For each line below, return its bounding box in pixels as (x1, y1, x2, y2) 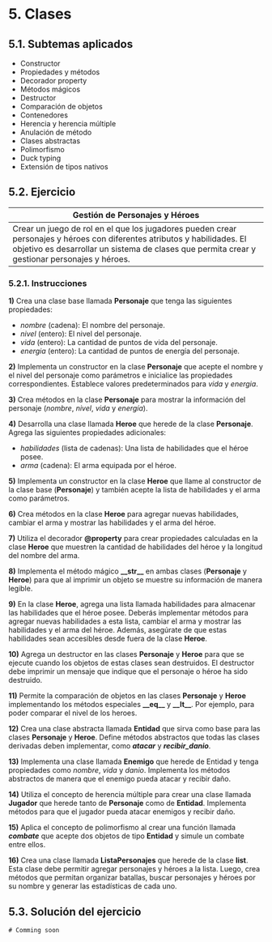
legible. (8, 584, 33, 594)
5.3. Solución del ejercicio (8, 905, 142, 919)
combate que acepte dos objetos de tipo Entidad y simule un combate (8, 831, 244, 841)
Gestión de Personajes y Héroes (72, 209, 200, 220)
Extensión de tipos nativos (19, 162, 108, 171)
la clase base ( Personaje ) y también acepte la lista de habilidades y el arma (8, 485, 261, 495)
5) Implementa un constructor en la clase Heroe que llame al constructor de (8, 476, 261, 486)
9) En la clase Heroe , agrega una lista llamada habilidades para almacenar (8, 599, 257, 609)
